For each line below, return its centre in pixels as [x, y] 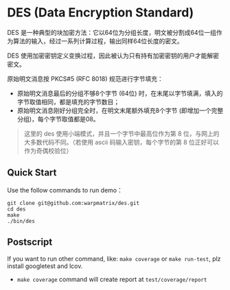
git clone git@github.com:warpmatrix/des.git [73, 203]
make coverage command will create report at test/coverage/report [112, 279]
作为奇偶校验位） [48, 150]
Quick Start [32, 173]
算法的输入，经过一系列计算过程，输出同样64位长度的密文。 [98, 41]
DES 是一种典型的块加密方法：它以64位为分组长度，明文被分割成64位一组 [112, 32]
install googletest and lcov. [45, 266]
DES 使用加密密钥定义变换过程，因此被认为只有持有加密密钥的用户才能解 [110, 56]
